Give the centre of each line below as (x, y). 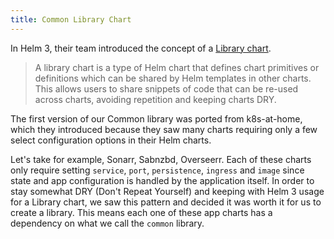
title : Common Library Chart (71, 19)
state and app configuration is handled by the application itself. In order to (162, 180)
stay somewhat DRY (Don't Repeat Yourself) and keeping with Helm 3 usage (167, 191)
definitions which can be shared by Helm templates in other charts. (173, 78)
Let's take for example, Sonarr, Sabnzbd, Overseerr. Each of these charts (161, 159)
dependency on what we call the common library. (107, 223)
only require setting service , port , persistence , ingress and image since (157, 170)
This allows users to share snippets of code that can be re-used (166, 88)
